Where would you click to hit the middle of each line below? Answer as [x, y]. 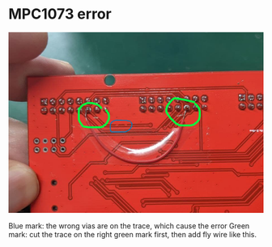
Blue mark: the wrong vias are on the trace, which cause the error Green [129, 226]
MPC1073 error [60, 14]
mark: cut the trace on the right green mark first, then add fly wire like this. [133, 235]
